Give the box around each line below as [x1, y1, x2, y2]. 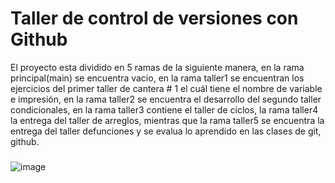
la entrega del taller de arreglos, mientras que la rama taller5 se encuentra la [10, 114, 325, 126]
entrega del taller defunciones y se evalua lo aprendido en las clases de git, [10, 125, 322, 137]
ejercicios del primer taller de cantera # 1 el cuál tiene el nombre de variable [10, 82, 323, 94]
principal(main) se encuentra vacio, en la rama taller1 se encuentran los [10, 72, 305, 84]
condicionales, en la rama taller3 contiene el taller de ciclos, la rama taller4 [10, 103, 319, 116]
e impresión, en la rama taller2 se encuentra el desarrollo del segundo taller [10, 93, 322, 105]
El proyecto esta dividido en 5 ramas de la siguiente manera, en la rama [10, 61, 305, 73]
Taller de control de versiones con [10, 7, 299, 30]
